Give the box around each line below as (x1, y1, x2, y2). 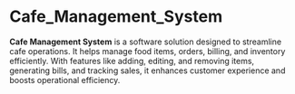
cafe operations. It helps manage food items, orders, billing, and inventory (9, 45, 286, 56)
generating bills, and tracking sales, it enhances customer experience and (9, 65, 286, 76)
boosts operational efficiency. (9, 74, 121, 85)
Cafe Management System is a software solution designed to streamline (9, 36, 282, 47)
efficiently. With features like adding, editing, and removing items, (9, 55, 255, 66)
